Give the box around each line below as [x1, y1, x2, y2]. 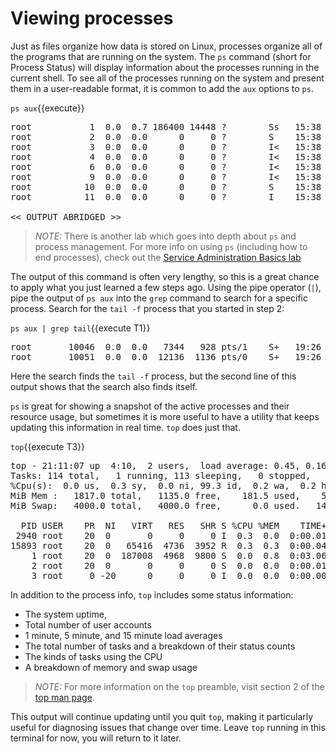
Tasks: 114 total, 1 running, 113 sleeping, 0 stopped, [10, 470, 312, 481]
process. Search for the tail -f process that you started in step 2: [10, 302, 285, 314]
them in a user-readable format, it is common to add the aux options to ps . [10, 82, 314, 94]
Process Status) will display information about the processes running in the [10, 61, 320, 73]
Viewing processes [10, 7, 174, 30]
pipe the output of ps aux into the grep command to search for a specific [10, 292, 309, 304]
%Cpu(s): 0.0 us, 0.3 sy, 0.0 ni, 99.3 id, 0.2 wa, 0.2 [10, 480, 317, 491]
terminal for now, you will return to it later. [10, 732, 182, 744]
